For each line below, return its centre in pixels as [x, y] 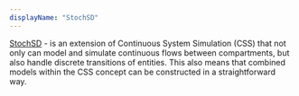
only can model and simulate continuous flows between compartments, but [149, 52]
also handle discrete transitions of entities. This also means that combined [148, 62]
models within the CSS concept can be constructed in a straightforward [143, 72]
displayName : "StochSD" [54, 17]
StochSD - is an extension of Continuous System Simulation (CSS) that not [148, 43]
